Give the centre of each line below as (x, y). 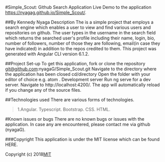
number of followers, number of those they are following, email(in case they (83, 43)
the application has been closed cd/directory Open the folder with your (78, 74)
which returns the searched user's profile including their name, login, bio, (80, 38)
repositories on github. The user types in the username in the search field (80, 33)
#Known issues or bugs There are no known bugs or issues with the (75, 119)
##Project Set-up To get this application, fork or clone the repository (75, 64)
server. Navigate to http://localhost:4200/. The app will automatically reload (82, 85)
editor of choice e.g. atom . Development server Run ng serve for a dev (78, 80)
